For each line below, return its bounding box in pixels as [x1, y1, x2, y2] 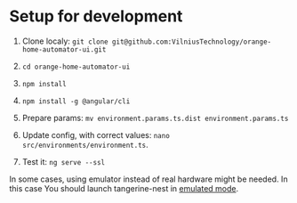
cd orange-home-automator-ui [21, 62, 131, 71]
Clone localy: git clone [21, 36, 108, 46]
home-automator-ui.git [21, 45, 107, 54]
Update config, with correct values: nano [21, 129, 171, 140]
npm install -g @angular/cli [21, 96, 131, 106]
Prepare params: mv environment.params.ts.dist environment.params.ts [21, 112, 289, 123]
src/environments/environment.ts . [21, 139, 148, 150]
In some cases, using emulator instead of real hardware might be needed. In [9, 174, 288, 184]
